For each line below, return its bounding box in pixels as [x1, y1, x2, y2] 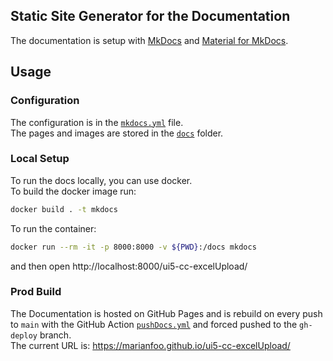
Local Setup [10, 152, 70, 166]
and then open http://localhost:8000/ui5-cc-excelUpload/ [10, 260, 248, 272]
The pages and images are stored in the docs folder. [10, 127, 224, 139]
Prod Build [10, 285, 62, 299]
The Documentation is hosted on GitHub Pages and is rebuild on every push [10, 307, 323, 319]
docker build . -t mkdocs [10, 204, 118, 214]
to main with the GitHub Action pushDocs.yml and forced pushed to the [10, 318, 298, 330]
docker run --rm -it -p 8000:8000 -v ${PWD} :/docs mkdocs [10, 242, 257, 252]
